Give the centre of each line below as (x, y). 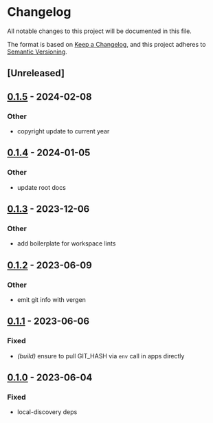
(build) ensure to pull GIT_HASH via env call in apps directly (101, 356)
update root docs (42, 187)
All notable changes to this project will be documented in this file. (100, 31)
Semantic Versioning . (37, 52)
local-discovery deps (47, 412)
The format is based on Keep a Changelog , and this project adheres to (106, 44)
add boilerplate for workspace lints (66, 243)
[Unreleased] (36, 73)
